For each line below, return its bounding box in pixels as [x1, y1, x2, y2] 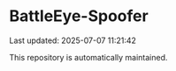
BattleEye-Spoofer [9, 6, 149, 26]
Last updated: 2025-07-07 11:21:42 [9, 35, 137, 46]
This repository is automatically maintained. [9, 52, 168, 62]
